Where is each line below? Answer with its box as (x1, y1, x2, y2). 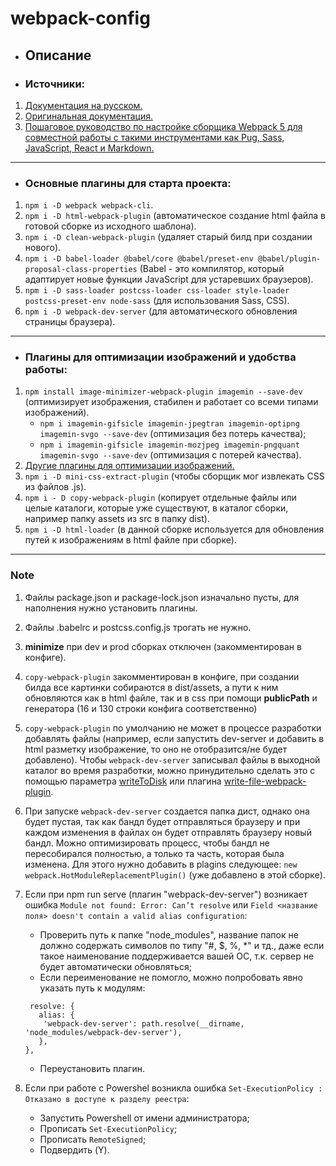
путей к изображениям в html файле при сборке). (24, 534, 237, 546)
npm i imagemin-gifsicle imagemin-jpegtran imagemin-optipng (39, 419, 300, 429)
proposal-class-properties (24, 265, 138, 275)
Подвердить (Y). (39, 1143, 110, 1156)
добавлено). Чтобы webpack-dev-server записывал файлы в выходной (24, 753, 321, 766)
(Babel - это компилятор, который (139, 263, 285, 275)
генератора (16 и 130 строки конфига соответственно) (24, 702, 258, 714)
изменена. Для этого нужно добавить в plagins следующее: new (24, 858, 298, 870)
